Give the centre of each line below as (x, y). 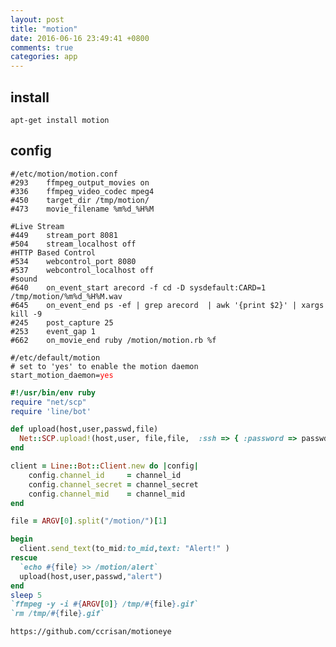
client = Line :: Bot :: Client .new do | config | (104, 466)
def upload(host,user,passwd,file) (84, 429)
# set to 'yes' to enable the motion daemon (104, 366)
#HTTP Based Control (53, 252)
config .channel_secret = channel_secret (113, 484)
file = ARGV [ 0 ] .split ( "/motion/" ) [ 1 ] (89, 521)
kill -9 (26, 314)
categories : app (44, 57)
